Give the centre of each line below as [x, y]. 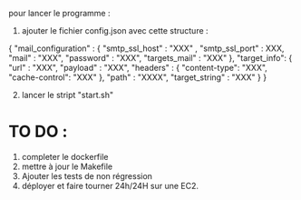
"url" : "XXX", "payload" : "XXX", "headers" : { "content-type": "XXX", [138, 68]
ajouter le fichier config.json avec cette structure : [115, 30]
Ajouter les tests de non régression [87, 175]
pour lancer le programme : [59, 13]
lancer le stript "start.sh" [68, 95]
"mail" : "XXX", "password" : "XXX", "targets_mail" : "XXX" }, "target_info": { [150, 58]
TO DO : [38, 132]
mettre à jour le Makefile [67, 166]
